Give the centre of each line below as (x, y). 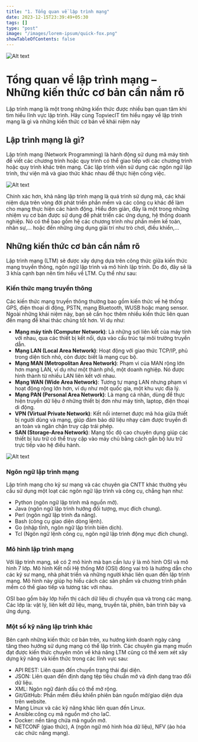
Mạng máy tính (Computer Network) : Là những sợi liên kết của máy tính (103, 332)
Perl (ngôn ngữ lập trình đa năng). (56, 515)
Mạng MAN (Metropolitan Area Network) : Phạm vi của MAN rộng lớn (100, 363)
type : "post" (22, 28)
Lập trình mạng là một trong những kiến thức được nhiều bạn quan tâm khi (97, 109)
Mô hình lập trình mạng (40, 550)
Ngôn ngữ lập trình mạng (43, 471)
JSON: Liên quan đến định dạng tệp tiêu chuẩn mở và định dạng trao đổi (103, 676)
